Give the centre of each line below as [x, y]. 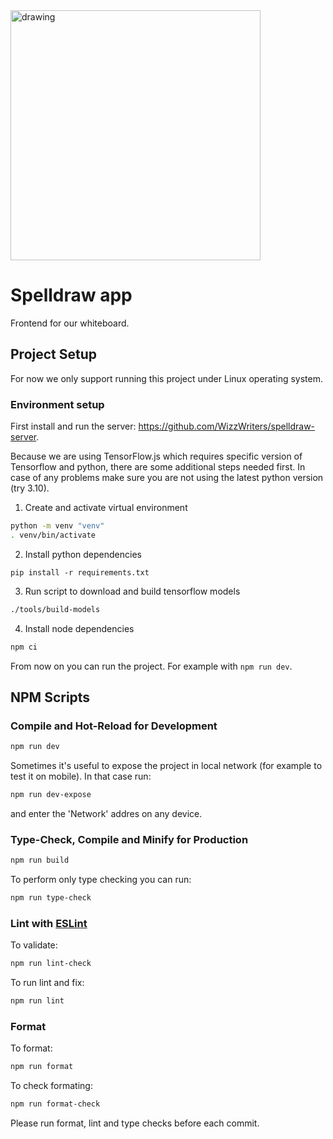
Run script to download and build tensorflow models [132, 591]
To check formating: [51, 1086]
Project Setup [54, 354]
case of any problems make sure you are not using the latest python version [167, 478]
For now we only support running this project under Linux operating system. [167, 378]
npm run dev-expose [51, 795]
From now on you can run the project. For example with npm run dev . [151, 666]
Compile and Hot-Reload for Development [114, 726]
